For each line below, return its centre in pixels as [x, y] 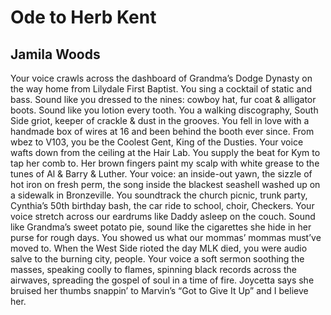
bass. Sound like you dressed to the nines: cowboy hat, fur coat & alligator [163, 99]
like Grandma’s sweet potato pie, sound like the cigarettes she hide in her [161, 227]
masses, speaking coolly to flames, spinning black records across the [153, 269]
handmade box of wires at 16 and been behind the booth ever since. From [162, 131]
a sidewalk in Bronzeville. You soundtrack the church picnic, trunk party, [159, 195]
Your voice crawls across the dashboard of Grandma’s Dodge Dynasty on [161, 78]
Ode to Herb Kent [83, 17]
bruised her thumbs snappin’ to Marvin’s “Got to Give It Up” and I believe [159, 290]
